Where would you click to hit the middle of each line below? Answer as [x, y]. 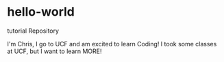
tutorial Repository [33, 31]
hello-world [41, 12]
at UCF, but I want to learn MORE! [54, 51]
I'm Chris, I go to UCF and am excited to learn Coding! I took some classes [112, 44]
